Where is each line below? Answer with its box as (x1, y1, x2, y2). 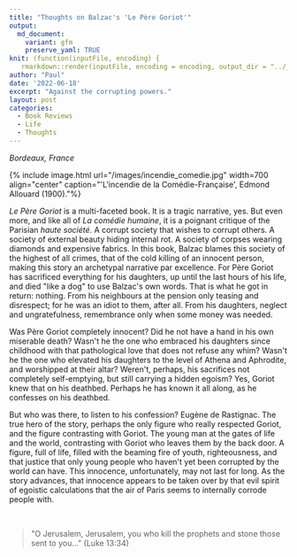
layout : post (9, 95, 57, 104)
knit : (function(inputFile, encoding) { (9, 54, 161, 63)
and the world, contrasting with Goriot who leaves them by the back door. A (9, 437, 285, 448)
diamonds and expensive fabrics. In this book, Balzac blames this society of (9, 243, 286, 253)
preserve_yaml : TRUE (25, 46, 101, 55)
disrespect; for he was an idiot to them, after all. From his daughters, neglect (9, 299, 287, 310)
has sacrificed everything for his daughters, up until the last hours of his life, (9, 271, 287, 282)
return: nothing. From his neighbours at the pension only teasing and (9, 290, 259, 301)
